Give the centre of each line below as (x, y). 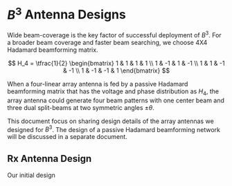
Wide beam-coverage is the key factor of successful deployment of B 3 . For (114, 34)
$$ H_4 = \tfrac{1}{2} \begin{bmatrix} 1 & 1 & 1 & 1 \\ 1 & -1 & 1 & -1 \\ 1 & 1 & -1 (116, 63)
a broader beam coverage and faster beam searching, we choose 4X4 (107, 42)
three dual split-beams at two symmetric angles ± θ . (81, 107)
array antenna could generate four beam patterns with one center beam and (116, 100)
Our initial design (31, 175)
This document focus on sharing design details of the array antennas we (111, 121)
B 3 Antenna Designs (66, 13)
